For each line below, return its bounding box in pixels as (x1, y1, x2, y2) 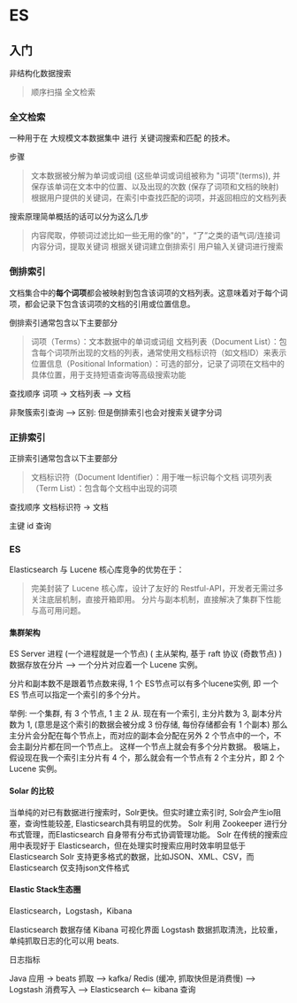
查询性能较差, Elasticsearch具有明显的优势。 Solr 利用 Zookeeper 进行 (24, 818, 280, 829)
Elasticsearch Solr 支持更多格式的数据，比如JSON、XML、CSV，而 (9, 851, 255, 861)
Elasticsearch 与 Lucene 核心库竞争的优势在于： (9, 564, 185, 575)
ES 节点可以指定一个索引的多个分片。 (9, 690, 146, 700)
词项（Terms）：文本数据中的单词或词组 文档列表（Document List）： (30, 336, 280, 346)
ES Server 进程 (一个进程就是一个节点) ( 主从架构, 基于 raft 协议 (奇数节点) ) (9, 648, 283, 660)
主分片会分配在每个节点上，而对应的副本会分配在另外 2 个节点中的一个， (9, 730, 274, 741)
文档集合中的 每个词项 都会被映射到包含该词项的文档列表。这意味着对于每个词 (9, 287, 288, 297)
